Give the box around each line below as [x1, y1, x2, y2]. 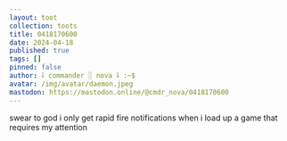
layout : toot [9, 12, 58, 22]
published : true [9, 46, 70, 55]
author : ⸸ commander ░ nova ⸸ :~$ [9, 71, 135, 80]
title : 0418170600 [9, 29, 78, 38]
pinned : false [9, 63, 62, 72]
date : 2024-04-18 [9, 37, 74, 47]
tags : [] [9, 54, 42, 63]
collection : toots [9, 21, 78, 30]
